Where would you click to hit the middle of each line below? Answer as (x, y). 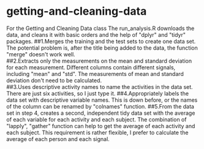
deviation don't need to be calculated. (54, 80)
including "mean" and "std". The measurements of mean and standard (95, 74)
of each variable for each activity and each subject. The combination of (96, 119)
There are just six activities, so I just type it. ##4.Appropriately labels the (97, 93)
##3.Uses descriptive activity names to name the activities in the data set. (100, 86)
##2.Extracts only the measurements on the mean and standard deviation (99, 61)
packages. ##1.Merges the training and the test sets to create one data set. (101, 41)
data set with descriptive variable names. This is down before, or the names (102, 100)
